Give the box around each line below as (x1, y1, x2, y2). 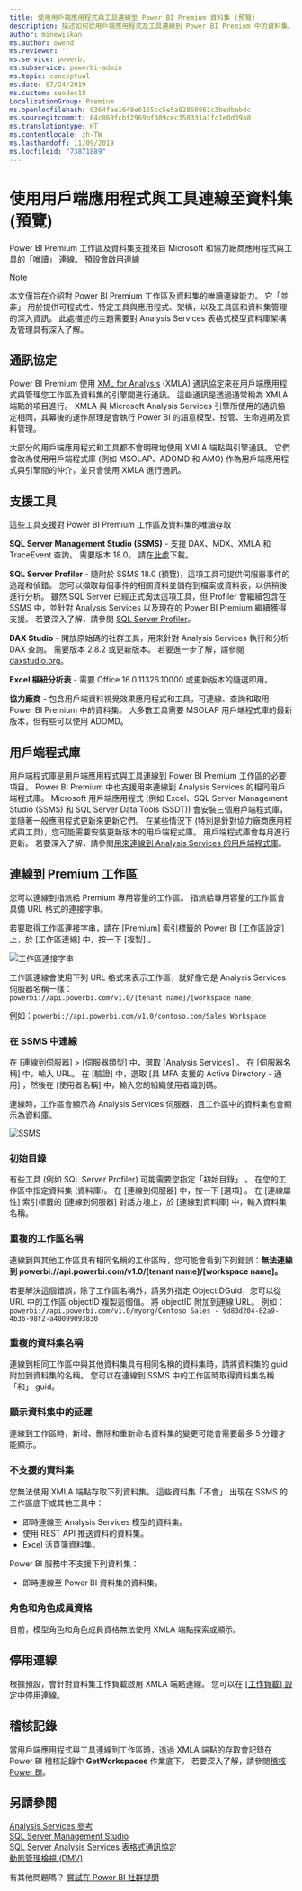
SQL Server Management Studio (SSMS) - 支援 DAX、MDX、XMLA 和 (9, 539, 271, 549)
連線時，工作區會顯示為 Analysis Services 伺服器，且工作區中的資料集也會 (9, 1099, 285, 1110)
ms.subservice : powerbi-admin (9, 64, 123, 73)
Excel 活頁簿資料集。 (22, 1539, 101, 1549)
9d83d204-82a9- (222, 1306, 280, 1316)
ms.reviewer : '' (9, 47, 70, 56)
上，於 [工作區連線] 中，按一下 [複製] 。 (9, 933, 156, 944)
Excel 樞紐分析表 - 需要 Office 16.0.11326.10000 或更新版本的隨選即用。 (9, 674, 272, 685)
